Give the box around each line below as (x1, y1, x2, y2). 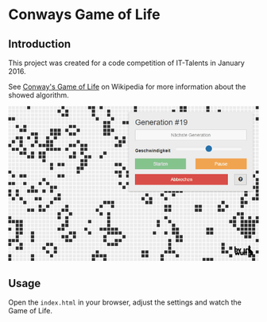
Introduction (8, 37, 72, 51)
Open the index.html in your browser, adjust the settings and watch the (8, 297, 242, 307)
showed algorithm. (8, 90, 69, 100)
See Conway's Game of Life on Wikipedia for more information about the (8, 82, 246, 91)
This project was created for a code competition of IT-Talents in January (8, 58, 245, 67)
